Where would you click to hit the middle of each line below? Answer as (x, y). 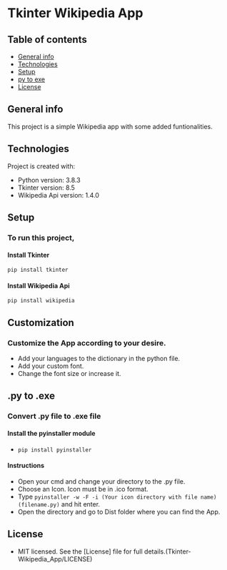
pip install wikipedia (41, 301)
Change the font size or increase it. (69, 374)
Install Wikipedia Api (39, 285)
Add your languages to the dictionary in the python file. (99, 359)
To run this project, (41, 238)
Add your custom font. (51, 366)
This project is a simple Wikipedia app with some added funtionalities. (110, 126)
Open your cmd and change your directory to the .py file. (101, 481)
